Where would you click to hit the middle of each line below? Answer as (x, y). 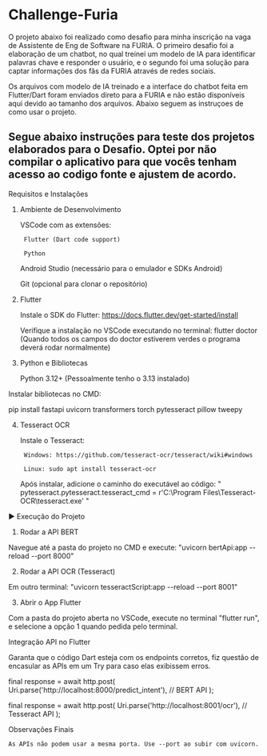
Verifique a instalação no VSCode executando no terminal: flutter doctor (139, 330)
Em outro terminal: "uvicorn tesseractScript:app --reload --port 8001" (123, 586)
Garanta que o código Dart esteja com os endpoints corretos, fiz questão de (134, 657)
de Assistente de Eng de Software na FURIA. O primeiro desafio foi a (121, 45)
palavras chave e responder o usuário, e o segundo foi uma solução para (129, 62)
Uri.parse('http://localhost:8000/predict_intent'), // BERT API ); (111, 690)
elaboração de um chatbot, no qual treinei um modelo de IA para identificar (132, 54)
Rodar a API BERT (49, 532)
